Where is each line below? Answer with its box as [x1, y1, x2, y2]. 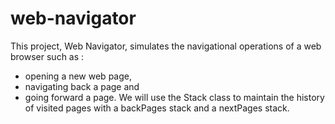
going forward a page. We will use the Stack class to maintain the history [24, 91, 325, 103]
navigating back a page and [24, 80, 140, 92]
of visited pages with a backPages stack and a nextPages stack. [24, 102, 290, 114]
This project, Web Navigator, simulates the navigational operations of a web [10, 40, 322, 52]
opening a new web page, [24, 70, 132, 82]
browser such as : [10, 50, 85, 62]
